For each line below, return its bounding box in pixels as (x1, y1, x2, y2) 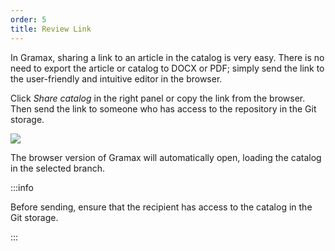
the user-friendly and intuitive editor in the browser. (10, 72, 223, 85)
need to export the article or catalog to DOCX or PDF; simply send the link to (10, 62, 325, 74)
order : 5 (10, 14, 47, 25)
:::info (10, 181, 34, 193)
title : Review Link (10, 24, 92, 34)
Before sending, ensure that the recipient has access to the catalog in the (10, 201, 313, 213)
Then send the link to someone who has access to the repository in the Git (10, 102, 317, 115)
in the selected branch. (10, 162, 106, 174)
